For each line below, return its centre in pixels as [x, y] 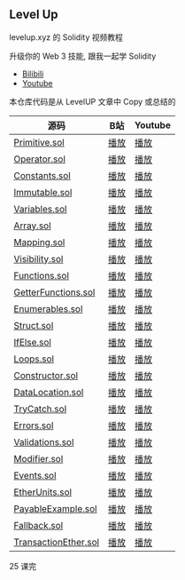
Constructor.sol [46, 375]
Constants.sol [42, 175]
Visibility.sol [39, 258]
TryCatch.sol [40, 409]
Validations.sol [44, 441]
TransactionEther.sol [57, 542]
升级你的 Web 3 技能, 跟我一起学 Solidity [83, 56]
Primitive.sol [39, 142]
